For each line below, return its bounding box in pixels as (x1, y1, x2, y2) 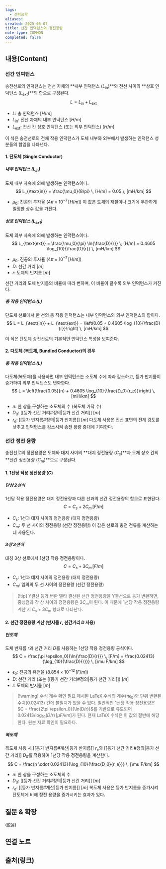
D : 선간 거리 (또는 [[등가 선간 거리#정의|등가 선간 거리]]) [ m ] (12, 676, 129, 682)
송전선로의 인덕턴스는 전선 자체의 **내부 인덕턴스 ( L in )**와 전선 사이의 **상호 (5, 83, 154, 90)
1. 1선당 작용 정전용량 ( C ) (5, 470, 53, 476)
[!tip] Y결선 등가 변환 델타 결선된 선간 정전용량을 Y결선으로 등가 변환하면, (17, 593, 159, 599)
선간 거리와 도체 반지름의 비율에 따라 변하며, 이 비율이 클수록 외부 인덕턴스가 (5, 280, 153, 286)
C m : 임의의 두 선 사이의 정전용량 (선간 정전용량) (12, 581, 104, 588)
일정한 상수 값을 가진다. (12, 206, 58, 212)
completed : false (5, 35, 41, 40)
